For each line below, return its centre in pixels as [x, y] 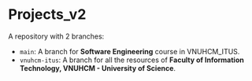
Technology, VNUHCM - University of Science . [97, 68]
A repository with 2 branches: [56, 36]
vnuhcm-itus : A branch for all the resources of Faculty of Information [132, 60]
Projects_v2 [47, 15]
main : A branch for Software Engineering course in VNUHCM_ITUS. [130, 51]
